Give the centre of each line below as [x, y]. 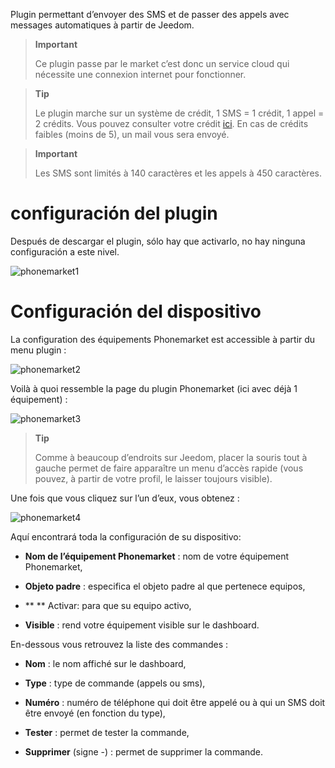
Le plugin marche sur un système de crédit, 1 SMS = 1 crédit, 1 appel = [179, 113]
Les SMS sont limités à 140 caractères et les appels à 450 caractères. [178, 173]
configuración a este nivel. [65, 251]
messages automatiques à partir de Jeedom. [102, 25]
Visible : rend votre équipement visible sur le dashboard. [142, 625]
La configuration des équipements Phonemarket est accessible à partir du [163, 339]
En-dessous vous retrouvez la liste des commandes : [119, 644]
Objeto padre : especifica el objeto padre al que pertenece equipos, [165, 586]
